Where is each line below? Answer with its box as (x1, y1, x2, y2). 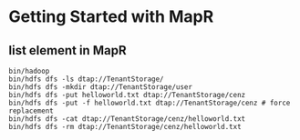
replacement (8, 106, 54, 115)
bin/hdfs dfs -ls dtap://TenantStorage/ (8, 75, 165, 84)
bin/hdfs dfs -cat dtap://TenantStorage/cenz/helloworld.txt (8, 115, 246, 124)
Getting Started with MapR (8, 6, 214, 27)
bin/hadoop (8, 66, 50, 75)
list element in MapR (8, 43, 127, 58)
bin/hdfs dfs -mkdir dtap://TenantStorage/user (8, 83, 193, 92)
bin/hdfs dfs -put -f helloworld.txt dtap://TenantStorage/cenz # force (8, 98, 291, 107)
